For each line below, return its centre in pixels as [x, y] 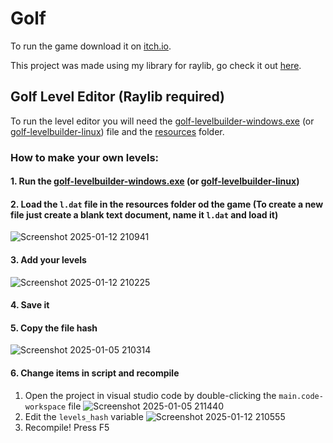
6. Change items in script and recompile [95, 373]
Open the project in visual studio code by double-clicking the [150, 395]
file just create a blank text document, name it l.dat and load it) [144, 214]
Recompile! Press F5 [67, 427]
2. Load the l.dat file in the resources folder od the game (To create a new [167, 204]
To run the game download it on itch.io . [91, 46]
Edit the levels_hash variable [84, 416]
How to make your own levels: [85, 157]
